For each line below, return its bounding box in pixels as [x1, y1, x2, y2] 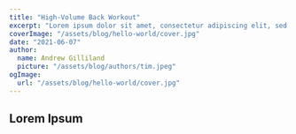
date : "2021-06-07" [9, 37, 82, 47]
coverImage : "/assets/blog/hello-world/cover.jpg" [9, 29, 200, 38]
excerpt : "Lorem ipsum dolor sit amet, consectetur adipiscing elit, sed [9, 21, 288, 30]
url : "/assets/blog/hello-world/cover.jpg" [17, 78, 180, 87]
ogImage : [9, 71, 42, 79]
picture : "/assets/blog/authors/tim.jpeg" [17, 63, 176, 71]
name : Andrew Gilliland [17, 54, 105, 63]
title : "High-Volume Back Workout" [9, 12, 141, 22]
